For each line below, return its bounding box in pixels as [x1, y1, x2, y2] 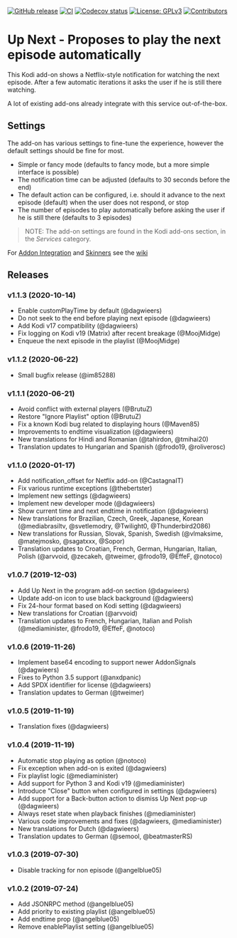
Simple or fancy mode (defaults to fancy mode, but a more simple [17, 160, 210, 169]
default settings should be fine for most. [7, 146, 125, 155]
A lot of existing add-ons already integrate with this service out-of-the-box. [7, 99, 228, 108]
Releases [7, 269, 49, 281]
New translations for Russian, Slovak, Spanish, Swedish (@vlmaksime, [17, 529, 224, 538]
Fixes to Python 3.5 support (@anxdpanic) [17, 673, 141, 682]
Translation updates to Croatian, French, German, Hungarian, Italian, [17, 545, 218, 553]
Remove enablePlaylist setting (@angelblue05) [17, 922, 155, 931]
